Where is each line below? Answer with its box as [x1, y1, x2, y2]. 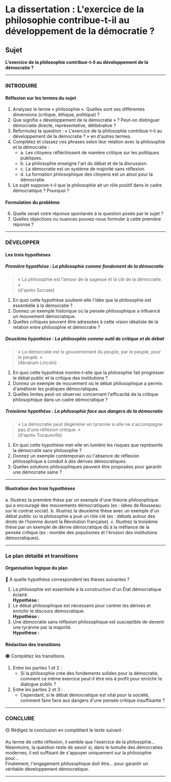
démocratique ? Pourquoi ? [12, 187, 70, 194]
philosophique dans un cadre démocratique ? [12, 396, 108, 402]
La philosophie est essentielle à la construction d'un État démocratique [12, 586, 162, 593]
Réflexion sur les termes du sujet [5, 94, 76, 101]
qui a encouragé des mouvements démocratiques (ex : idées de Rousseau [5, 502, 161, 508]
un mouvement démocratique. [12, 313, 76, 319]
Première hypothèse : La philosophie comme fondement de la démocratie [5, 263, 164, 269]
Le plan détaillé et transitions [5, 552, 78, 559]
